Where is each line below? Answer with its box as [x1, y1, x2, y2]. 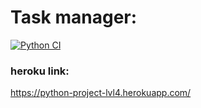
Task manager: [10, 6, 138, 29]
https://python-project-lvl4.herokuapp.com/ [10, 87, 192, 99]
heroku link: [10, 64, 70, 78]
